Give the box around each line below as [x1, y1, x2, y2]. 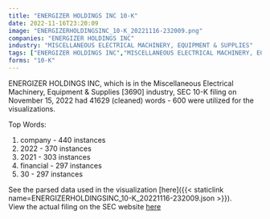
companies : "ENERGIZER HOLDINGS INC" [8, 34, 135, 43]
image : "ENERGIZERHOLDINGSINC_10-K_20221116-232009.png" [8, 26, 203, 34]
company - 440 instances [19, 135, 106, 144]
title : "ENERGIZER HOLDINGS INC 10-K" [8, 11, 138, 20]
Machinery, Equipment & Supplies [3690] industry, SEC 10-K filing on [8, 87, 237, 96]
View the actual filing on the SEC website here [8, 201, 162, 211]
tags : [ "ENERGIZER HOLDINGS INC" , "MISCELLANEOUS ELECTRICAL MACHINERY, [8, 49, 253, 57]
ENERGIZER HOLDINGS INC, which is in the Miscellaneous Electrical [8, 78, 235, 88]
